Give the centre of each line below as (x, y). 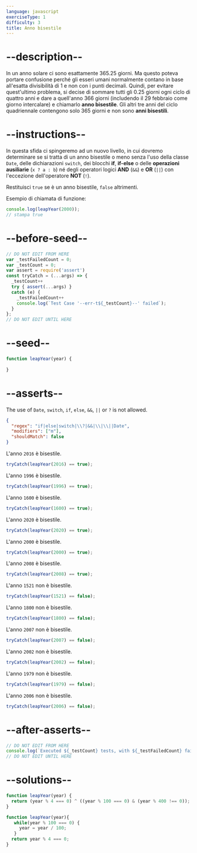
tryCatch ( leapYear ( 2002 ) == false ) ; (51, 662)
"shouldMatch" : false (38, 437)
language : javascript (33, 11)
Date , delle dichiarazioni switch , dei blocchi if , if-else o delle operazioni (93, 163)
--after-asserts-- (48, 730)
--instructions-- (46, 134)
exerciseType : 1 (26, 17)
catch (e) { (26, 292)
